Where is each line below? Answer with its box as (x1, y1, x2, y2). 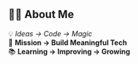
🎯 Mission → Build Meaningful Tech (8, 37, 128, 47)
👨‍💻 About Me (8, 8, 75, 21)
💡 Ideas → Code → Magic (8, 28, 93, 38)
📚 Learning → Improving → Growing (8, 47, 131, 56)
